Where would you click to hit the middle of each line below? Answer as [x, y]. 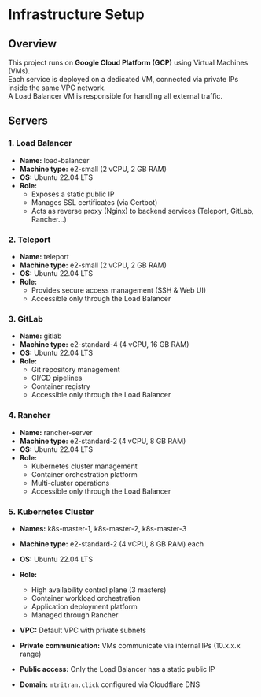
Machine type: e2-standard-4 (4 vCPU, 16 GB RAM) [104, 345]
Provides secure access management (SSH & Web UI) [119, 290]
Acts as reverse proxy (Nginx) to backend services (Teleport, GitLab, [142, 211]
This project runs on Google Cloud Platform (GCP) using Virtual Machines [128, 62]
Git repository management [75, 370]
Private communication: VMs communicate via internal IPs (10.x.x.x [130, 645]
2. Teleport [29, 240]
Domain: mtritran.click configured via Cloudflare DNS [110, 684]
